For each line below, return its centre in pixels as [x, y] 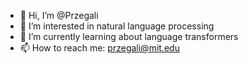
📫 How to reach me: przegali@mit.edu [99, 48]
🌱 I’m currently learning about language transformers [129, 36]
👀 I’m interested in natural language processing [117, 26]
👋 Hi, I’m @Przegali [59, 15]
